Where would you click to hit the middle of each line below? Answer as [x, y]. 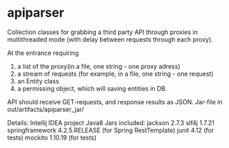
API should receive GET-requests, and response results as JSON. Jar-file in [115, 101]
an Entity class [38, 81]
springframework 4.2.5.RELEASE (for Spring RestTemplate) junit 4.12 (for [111, 130]
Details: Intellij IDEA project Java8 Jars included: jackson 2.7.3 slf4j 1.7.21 [111, 122]
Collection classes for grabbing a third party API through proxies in [102, 32]
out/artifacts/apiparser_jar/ [46, 109]
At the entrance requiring [43, 53]
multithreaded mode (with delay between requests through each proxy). [110, 39]
